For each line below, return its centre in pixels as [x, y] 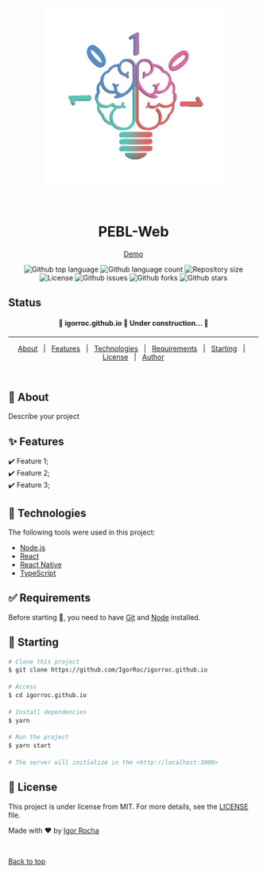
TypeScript [38, 573]
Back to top [27, 861]
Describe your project [44, 417]
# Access [23, 687]
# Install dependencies [48, 712]
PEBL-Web [133, 232]
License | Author [133, 357]
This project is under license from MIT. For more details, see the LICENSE [128, 806]
